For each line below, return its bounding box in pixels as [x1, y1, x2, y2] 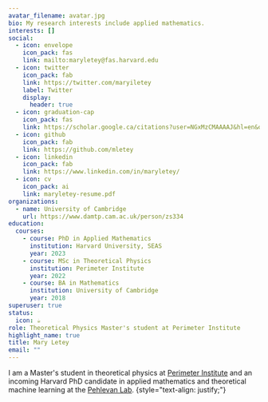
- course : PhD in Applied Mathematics [22, 235, 152, 243]
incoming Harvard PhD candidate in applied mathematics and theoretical [8, 376, 247, 386]
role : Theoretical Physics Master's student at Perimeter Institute [8, 324, 241, 332]
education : [8, 220, 45, 228]
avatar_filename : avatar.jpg [8, 11, 105, 20]
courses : [15, 227, 45, 236]
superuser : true [8, 301, 62, 309]
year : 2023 [29, 249, 66, 257]
